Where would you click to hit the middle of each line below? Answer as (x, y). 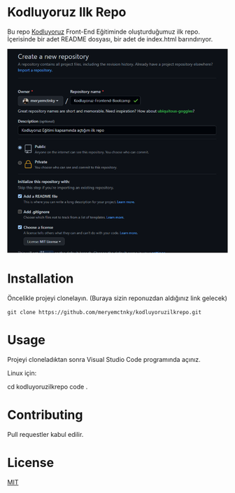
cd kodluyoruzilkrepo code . (48, 387)
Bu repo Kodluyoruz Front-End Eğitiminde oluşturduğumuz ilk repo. (104, 32)
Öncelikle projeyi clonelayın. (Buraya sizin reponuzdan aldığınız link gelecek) (117, 298)
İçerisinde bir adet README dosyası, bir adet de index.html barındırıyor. (110, 39)
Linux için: (22, 373)
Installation (41, 279)
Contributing (45, 415)
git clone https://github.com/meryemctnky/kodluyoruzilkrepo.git (104, 313)
